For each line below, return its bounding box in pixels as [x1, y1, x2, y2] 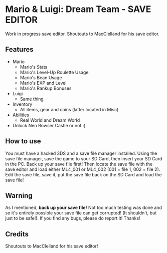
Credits [5, 229, 29, 238]
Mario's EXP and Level [20, 80, 67, 86]
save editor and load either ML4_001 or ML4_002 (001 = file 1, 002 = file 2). [5, 166, 160, 172]
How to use [5, 137, 41, 146]
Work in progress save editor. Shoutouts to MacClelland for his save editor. [5, 31, 159, 37]
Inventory [12, 101, 33, 107]
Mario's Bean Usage [20, 74, 62, 81]
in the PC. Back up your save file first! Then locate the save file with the [5, 161, 153, 167]
